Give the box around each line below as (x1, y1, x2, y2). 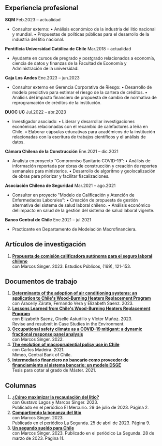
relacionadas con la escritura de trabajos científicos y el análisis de (12, 134, 146, 139)
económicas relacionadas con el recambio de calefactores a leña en (12, 123, 148, 129)
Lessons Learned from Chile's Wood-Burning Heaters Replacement (12, 306, 151, 311)
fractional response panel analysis (12, 331, 83, 337)
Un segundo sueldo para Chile (12, 425, 74, 431)
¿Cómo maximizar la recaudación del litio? (12, 394, 99, 400)
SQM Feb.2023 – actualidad (5, 16, 61, 22)
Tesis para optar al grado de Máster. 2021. (12, 368, 97, 373)
